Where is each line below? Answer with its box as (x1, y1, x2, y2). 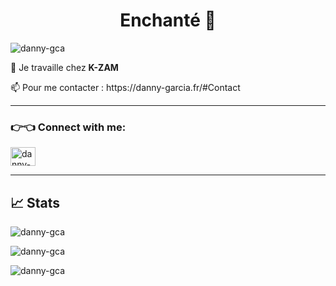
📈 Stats (10, 194, 61, 211)
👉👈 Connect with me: (10, 120, 127, 134)
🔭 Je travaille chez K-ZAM (10, 61, 119, 73)
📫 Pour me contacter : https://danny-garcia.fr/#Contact (10, 81, 241, 93)
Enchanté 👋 (119, 9, 217, 32)
